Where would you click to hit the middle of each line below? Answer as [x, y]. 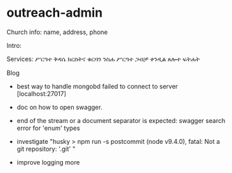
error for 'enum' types [48, 128]
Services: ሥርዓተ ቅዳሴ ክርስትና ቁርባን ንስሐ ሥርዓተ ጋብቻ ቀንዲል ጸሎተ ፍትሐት [103, 59]
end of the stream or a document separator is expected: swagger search [121, 120]
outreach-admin [55, 13]
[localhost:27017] [41, 93]
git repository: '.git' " [46, 149]
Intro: [14, 45]
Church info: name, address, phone [57, 32]
